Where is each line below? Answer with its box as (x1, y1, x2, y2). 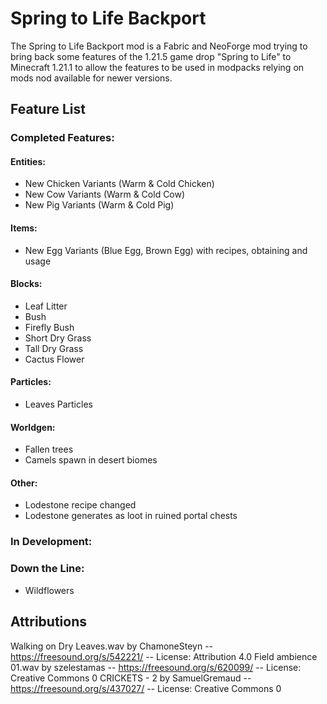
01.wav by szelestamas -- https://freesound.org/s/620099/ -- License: (10, 661, 302, 673)
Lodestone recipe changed (24, 499, 137, 511)
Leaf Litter (24, 300, 68, 312)
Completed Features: (10, 131, 115, 145)
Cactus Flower (24, 353, 85, 365)
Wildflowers (24, 584, 75, 596)
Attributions (10, 613, 88, 631)
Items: (10, 222, 38, 234)
